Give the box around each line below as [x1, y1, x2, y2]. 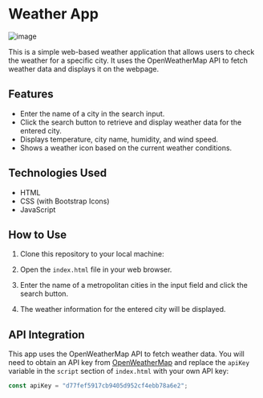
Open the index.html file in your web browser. [19, 265, 172, 274]
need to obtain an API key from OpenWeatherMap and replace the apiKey [8, 358, 250, 367]
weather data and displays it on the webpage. [8, 64, 160, 73]
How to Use [8, 228, 67, 241]
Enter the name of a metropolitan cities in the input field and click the [19, 281, 249, 290]
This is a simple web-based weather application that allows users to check [8, 47, 255, 56]
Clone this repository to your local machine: [19, 249, 164, 259]
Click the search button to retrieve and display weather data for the [19, 117, 242, 127]
